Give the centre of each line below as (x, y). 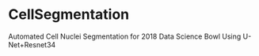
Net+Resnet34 (32, 44)
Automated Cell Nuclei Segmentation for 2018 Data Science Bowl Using (125, 36)
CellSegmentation (69, 15)
